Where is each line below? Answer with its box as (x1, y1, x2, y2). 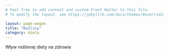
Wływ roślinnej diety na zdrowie (5, 44, 71, 50)
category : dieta (5, 30, 39, 35)
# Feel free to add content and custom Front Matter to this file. (5, 7, 150, 12)
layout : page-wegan (5, 21, 46, 26)
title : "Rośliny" (5, 25, 42, 30)
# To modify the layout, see (5, 12, 66, 17)
